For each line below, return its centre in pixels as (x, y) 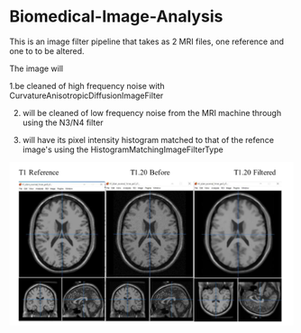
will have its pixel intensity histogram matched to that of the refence (148, 139)
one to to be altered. (47, 50)
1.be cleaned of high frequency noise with (87, 85)
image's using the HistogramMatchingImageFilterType (123, 149)
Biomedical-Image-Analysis (116, 17)
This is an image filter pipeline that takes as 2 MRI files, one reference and (147, 41)
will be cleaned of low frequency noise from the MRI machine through (152, 112)
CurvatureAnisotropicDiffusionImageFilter (87, 95)
